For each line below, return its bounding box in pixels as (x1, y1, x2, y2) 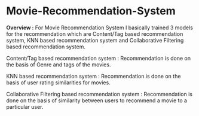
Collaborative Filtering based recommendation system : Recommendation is (6, 90, 193, 97)
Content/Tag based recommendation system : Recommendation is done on (6, 54, 191, 62)
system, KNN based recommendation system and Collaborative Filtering (6, 36, 184, 44)
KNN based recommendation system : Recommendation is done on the (6, 72, 181, 80)
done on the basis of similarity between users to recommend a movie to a (6, 97, 187, 104)
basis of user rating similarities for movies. (6, 79, 111, 86)
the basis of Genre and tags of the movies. (6, 61, 111, 68)
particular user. (6, 103, 44, 110)
